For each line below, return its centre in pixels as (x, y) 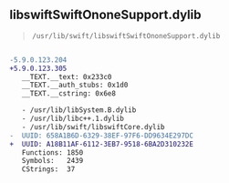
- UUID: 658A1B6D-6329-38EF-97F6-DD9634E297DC (102, 136)
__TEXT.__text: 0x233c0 (67, 76)
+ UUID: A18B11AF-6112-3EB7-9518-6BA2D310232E (102, 144)
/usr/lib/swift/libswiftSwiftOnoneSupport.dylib (126, 36)
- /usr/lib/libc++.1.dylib (73, 119)
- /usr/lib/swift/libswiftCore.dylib (94, 127)
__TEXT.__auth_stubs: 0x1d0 (75, 86)
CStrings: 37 (48, 169)
